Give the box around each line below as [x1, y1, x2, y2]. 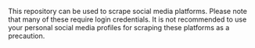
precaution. [8, 31, 45, 40]
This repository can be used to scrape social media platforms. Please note [8, 7, 248, 15]
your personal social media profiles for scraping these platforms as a [8, 23, 230, 32]
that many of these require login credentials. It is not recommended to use [8, 15, 247, 24]
